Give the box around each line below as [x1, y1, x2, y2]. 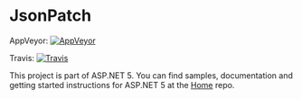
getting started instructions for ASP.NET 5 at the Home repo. [9, 79, 235, 90]
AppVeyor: [9, 35, 49, 46]
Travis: [9, 52, 34, 63]
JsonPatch [9, 5, 92, 26]
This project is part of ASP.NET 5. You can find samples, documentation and [9, 69, 294, 81]
